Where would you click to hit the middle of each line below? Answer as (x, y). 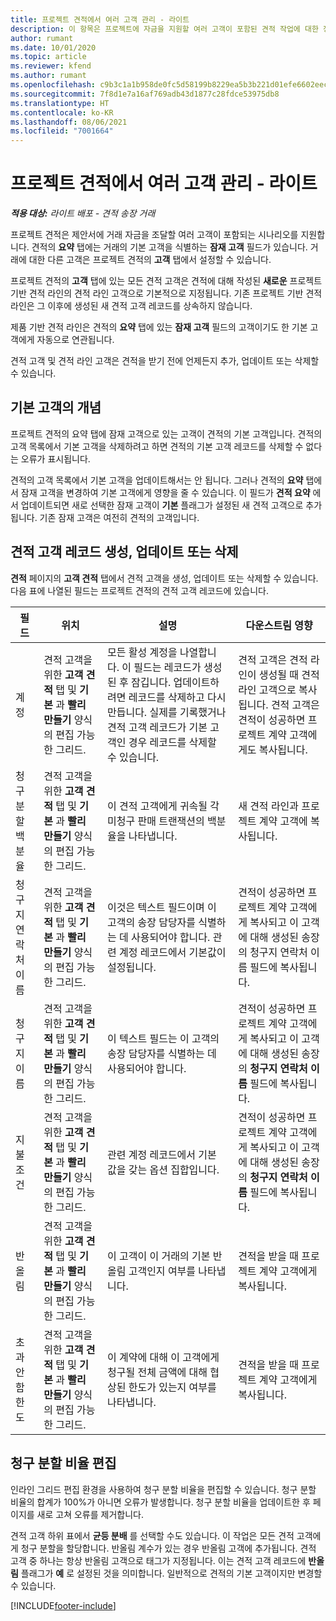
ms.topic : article (48, 57)
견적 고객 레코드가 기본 (157, 727)
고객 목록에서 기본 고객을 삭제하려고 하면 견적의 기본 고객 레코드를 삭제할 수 (157, 446)
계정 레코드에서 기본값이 (172, 952)
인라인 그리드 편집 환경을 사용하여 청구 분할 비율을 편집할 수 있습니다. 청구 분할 (163, 1489)
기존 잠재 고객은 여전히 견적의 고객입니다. (119, 517)
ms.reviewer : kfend (51, 66)
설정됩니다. (131, 967)
